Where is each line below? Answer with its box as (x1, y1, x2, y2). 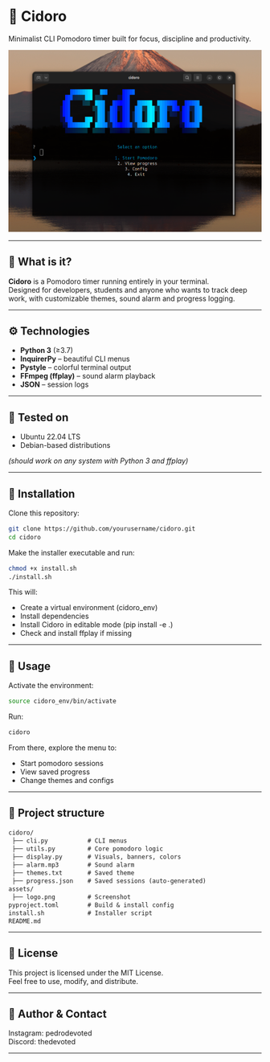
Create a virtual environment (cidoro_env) (19, 603, 158, 613)
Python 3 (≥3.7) (19, 346, 74, 355)
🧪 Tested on (8, 410, 69, 424)
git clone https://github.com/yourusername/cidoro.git (8, 524, 196, 533)
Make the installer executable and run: (8, 547, 135, 557)
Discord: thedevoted (8, 1037, 76, 1047)
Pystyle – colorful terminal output (19, 363, 132, 372)
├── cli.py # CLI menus (11, 836, 128, 845)
